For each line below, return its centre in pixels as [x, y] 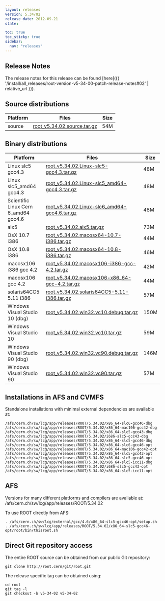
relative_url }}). [20, 88]
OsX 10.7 [19, 235]
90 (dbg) [18, 360]
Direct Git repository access [49, 545]
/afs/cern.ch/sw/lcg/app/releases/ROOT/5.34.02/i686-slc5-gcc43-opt [77, 467]
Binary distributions [36, 144]
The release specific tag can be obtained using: [53, 575]
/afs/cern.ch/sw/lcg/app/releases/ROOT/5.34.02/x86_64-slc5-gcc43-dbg [79, 432]
